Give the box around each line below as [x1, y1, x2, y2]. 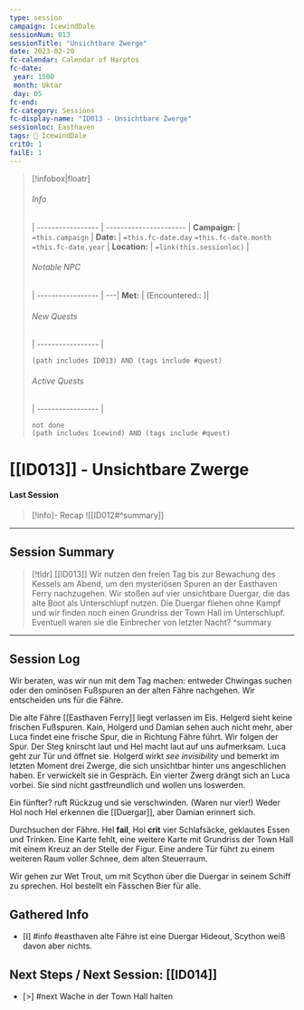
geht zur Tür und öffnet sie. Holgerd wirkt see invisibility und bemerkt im [9, 751, 280, 762]
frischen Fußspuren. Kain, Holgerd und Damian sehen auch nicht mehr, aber [9, 722, 293, 733]
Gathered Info [9, 907, 89, 922]
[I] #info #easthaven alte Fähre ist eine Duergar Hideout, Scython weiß [22, 931, 286, 942]
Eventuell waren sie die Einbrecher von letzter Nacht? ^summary [31, 617, 272, 627]
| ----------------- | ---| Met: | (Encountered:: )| [31, 290, 210, 301]
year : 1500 [13, 73, 54, 82]
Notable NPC [31, 262, 81, 273]
